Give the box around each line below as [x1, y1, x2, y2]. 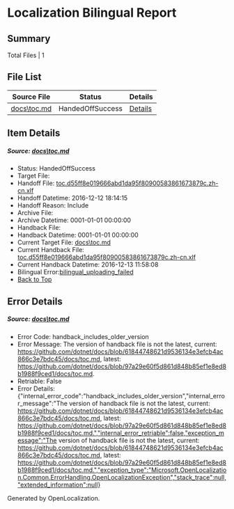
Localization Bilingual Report [7, 5, 177, 21]
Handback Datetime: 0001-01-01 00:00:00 [17, 231, 139, 240]
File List [7, 71, 42, 83]
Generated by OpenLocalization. [7, 494, 100, 502]
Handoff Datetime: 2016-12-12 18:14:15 [17, 194, 128, 203]
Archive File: [17, 209, 54, 217]
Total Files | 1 [7, 51, 45, 59]
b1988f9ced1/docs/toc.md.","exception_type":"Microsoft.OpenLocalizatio [17, 465, 227, 474]
